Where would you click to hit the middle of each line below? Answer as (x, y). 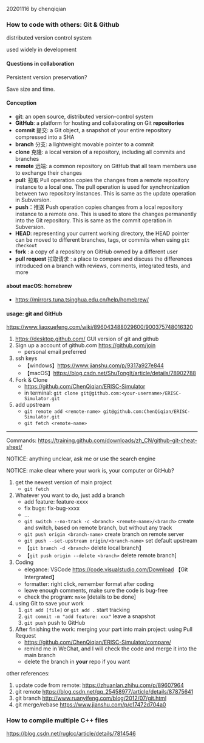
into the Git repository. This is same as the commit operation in (93, 220)
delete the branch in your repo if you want (77, 662)
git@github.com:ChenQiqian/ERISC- (147, 412)
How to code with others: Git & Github (63, 24)
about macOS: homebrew (39, 286)
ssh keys (26, 358)
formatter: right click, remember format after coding (89, 584)
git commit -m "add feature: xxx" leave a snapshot (90, 616)
